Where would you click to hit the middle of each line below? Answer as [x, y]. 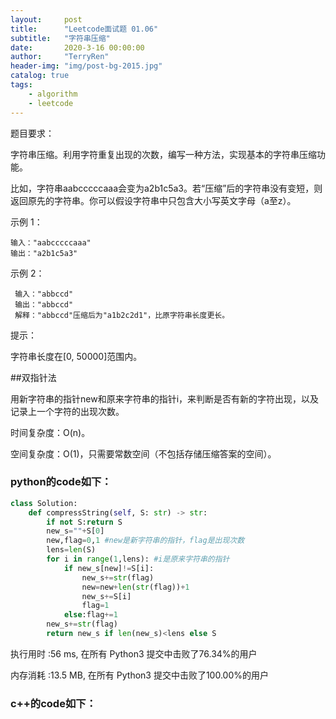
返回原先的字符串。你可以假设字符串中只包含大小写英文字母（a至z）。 [153, 200]
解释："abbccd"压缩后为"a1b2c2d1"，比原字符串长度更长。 [122, 315]
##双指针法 [33, 377]
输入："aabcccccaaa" [51, 242]
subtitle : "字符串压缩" [60, 38]
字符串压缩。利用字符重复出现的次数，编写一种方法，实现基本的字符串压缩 [163, 154]
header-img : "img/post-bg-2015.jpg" [86, 66]
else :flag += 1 [90, 615]
